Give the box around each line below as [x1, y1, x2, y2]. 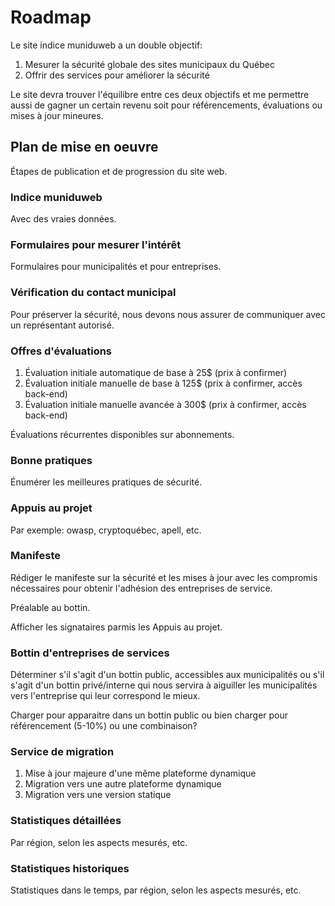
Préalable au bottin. [10, 601, 91, 613]
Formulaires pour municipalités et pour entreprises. [10, 261, 222, 273]
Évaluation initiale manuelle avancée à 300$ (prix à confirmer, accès [24, 398, 307, 410]
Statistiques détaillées [10, 814, 122, 828]
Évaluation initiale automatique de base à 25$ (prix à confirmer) [24, 366, 288, 378]
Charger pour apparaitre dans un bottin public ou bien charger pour [10, 709, 289, 721]
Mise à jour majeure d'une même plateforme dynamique [24, 767, 257, 780]
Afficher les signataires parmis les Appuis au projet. [10, 621, 223, 633]
